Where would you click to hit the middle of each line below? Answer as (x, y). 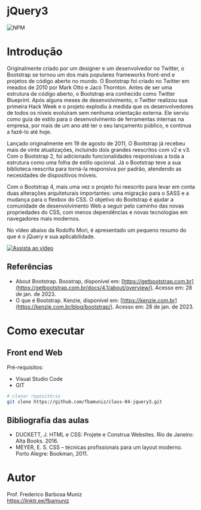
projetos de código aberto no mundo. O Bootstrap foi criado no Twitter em (98, 81)
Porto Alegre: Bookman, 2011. (52, 454)
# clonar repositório (34, 396)
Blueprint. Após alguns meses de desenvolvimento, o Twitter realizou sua (97, 100)
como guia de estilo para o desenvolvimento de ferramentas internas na (95, 119)
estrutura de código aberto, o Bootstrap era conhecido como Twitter (91, 93)
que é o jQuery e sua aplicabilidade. (51, 236)
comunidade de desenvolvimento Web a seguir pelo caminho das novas (95, 206)
